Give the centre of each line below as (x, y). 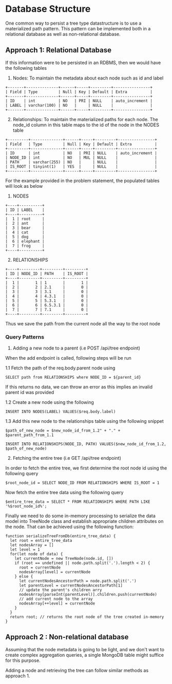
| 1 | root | (25, 219)
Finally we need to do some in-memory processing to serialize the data (80, 516)
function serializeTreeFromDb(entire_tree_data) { (61, 536)
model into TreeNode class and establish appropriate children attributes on (84, 521)
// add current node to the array (56, 599)
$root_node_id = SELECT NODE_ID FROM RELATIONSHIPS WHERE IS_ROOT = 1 (82, 483)
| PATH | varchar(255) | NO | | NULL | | (81, 162)
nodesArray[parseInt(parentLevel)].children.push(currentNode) (88, 595)
